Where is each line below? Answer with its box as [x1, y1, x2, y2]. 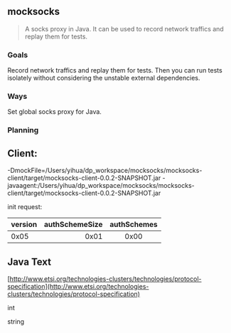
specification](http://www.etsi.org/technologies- [7, 282, 149, 290]
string [7, 317, 25, 326]
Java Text [7, 255, 52, 268]
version [11, 220, 38, 230]
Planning [7, 125, 39, 135]
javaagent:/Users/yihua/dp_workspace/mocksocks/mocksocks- [7, 181, 195, 190]
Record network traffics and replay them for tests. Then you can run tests [7, 66, 222, 75]
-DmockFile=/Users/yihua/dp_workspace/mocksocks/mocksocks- [7, 166, 203, 175]
